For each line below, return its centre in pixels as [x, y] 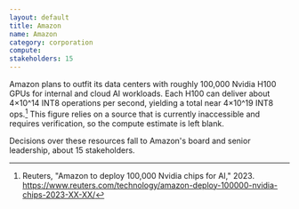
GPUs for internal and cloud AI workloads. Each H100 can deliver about [140, 93]
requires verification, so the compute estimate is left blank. [117, 123]
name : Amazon [33, 34]
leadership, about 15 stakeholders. [72, 150]
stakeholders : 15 [41, 59]
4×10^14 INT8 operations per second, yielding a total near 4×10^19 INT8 [141, 103]
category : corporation [51, 42]
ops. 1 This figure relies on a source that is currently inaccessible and [135, 113]
